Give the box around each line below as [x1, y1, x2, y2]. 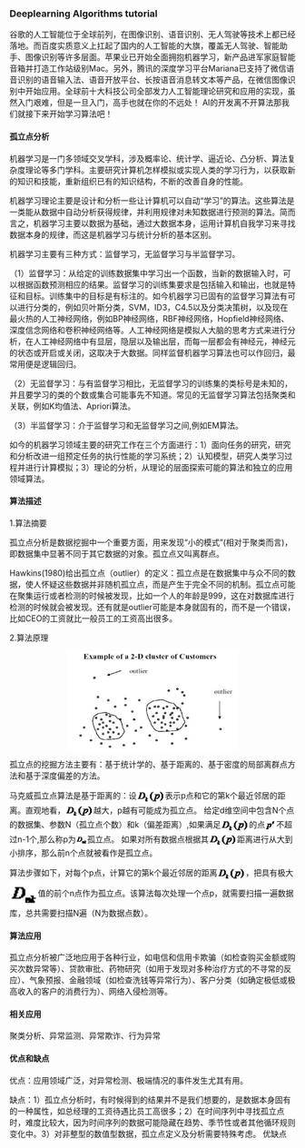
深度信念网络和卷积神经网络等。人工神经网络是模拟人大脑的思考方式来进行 [9, 324, 288, 335]
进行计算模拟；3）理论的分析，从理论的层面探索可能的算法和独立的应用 [25, 461, 293, 472]
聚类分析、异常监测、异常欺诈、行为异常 [9, 1030, 161, 1042]
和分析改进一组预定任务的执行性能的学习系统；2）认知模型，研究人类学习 [9, 450, 285, 461]
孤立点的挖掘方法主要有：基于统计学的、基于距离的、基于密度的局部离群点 [9, 759, 288, 770]
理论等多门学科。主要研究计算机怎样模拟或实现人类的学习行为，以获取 [25, 164, 288, 175]
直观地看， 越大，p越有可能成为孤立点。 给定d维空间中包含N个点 [25, 805, 295, 816]
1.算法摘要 [9, 517, 47, 529]
